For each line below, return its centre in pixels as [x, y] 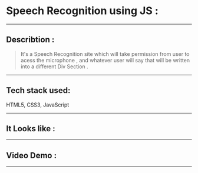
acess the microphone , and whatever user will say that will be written [105, 60]
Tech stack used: [38, 90]
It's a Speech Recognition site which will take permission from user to [105, 54]
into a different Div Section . [54, 66]
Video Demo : [32, 155]
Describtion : [30, 40]
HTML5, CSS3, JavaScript [38, 105]
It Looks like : [31, 129]
